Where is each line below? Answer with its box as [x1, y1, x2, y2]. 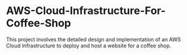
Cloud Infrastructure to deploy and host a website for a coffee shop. [6, 42, 172, 49]
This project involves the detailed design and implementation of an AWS [6, 36, 181, 43]
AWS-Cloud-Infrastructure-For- [6, 4, 166, 18]
